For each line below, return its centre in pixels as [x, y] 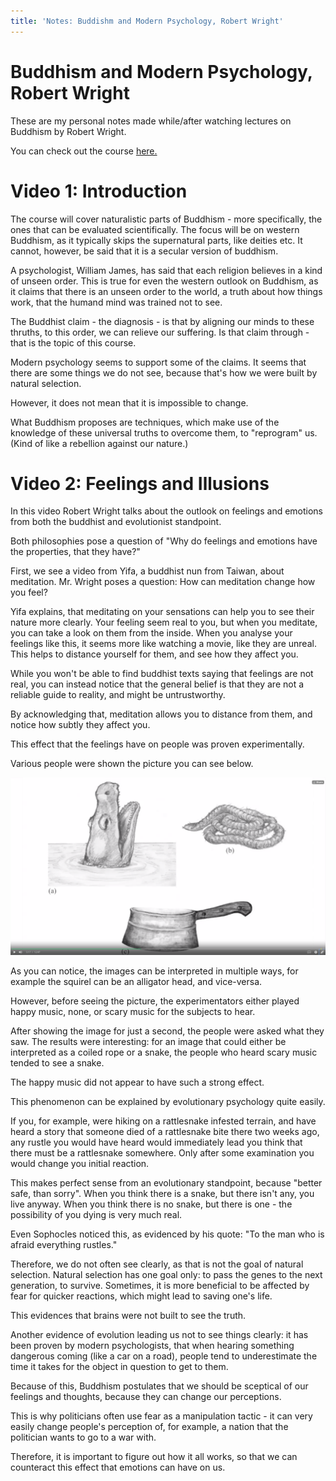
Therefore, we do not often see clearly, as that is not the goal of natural [157, 1264]
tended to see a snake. [57, 1062]
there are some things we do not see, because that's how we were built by [164, 372]
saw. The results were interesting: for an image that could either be [148, 1041]
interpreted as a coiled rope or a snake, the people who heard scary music [164, 1052]
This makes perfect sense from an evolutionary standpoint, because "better [166, 1182]
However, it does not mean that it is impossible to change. [129, 402]
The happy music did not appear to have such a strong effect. [137, 1082]
